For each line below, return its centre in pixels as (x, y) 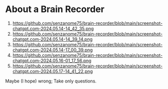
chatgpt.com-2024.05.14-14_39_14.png (53, 39)
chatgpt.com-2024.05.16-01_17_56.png (52, 60)
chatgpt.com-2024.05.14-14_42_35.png (53, 28)
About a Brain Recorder (55, 9)
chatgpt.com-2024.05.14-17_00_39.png (53, 50)
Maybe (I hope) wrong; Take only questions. (51, 81)
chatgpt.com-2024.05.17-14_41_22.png (53, 71)
